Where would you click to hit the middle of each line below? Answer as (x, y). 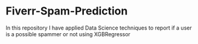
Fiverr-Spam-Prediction (67, 11)
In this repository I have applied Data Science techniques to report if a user (99, 28)
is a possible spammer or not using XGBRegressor (68, 34)
